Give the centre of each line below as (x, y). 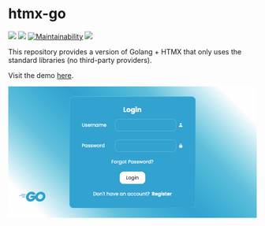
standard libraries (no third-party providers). (80, 60)
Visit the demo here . (41, 75)
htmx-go (37, 14)
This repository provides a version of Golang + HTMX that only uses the (125, 51)
